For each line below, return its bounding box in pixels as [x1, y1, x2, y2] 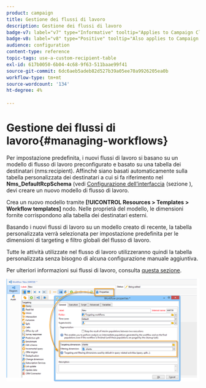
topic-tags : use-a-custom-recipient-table [6, 55, 116, 61]
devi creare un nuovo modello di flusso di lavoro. [6, 187, 129, 194]
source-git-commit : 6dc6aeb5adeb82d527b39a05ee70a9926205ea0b [6, 68, 169, 74]
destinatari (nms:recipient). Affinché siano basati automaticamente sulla [6, 167, 188, 174]
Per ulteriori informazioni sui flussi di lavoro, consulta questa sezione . [6, 266, 182, 274]
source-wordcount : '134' [6, 81, 70, 87]
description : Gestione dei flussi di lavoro [6, 23, 122, 29]
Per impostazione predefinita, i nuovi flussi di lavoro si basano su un [6, 154, 178, 162]
